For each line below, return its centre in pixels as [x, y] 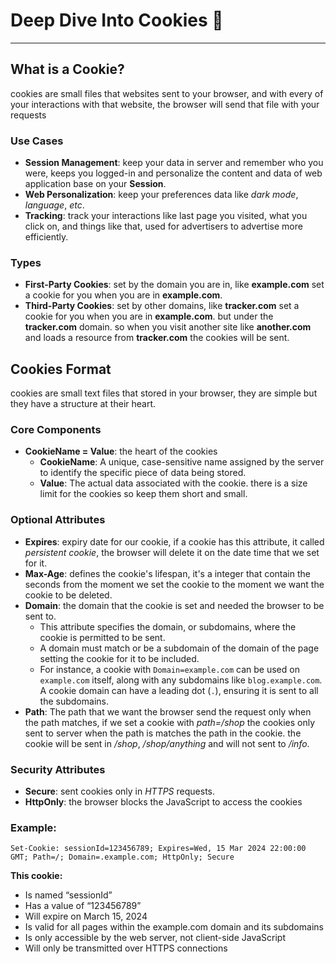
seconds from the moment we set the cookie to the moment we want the [174, 584]
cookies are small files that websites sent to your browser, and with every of [167, 93]
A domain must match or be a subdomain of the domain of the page [179, 648]
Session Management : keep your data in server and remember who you [174, 163]
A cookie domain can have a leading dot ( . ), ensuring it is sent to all [179, 690]
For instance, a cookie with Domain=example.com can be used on [169, 669]
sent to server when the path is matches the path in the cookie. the [163, 733]
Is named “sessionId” [68, 895]
